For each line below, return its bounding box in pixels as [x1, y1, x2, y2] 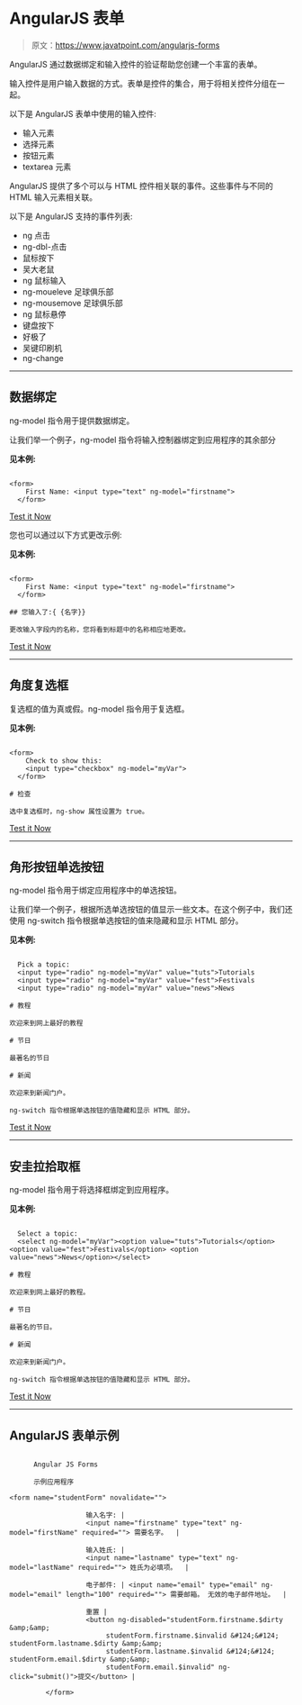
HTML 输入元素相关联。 [9, 191, 97, 203]
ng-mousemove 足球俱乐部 [22, 297, 123, 308]
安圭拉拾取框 [9, 1158, 81, 1174]
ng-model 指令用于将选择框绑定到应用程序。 [9, 1184, 174, 1195]
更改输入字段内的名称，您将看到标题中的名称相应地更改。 [9, 625, 191, 634]
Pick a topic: [17, 960, 70, 969]
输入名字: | [85, 1510, 126, 1519]
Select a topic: [17, 1229, 78, 1238]
